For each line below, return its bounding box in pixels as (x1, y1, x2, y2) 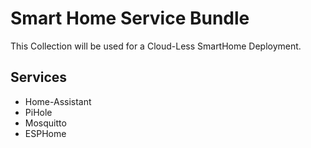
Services (10, 69, 68, 86)
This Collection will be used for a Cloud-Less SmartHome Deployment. (10, 40, 302, 52)
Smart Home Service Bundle (10, 7, 250, 30)
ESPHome (24, 127, 67, 139)
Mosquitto (24, 117, 67, 129)
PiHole (24, 106, 53, 118)
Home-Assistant (24, 95, 92, 107)
